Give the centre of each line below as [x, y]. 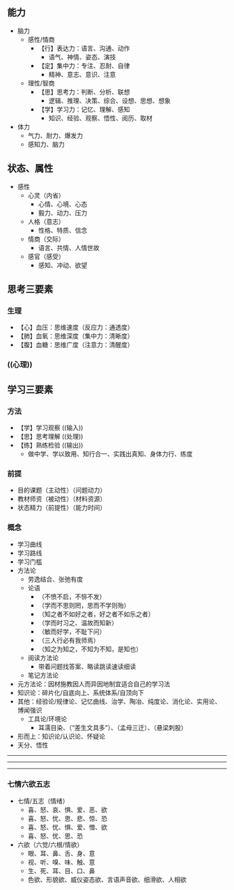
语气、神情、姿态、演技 [82, 57]
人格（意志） [46, 221]
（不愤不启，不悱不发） [72, 597]
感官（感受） [46, 256]
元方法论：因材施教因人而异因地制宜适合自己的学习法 [94, 684]
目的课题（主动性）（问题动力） [62, 490]
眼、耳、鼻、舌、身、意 [61, 853]
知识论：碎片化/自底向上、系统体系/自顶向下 [80, 692]
